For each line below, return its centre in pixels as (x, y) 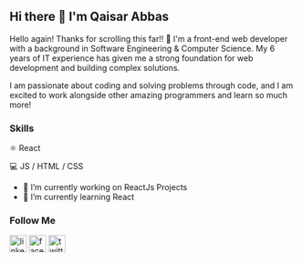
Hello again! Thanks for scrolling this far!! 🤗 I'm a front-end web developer (149, 38)
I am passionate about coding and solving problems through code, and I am (151, 85)
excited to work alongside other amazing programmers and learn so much (149, 95)
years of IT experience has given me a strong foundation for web (131, 58)
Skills (22, 128)
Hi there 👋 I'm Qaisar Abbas (89, 17)
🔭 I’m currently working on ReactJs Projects (105, 187)
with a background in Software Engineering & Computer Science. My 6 (142, 48)
